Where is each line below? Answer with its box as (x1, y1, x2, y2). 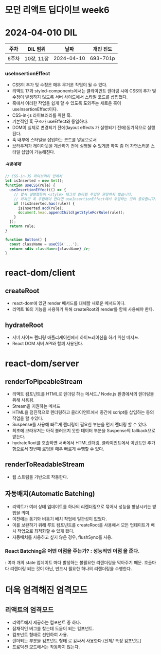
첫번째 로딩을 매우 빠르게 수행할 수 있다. (29, 446, 105, 452)
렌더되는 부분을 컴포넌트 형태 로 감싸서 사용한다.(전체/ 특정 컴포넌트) (12, 638, 142, 643)
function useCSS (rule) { (5, 183, 55, 188)
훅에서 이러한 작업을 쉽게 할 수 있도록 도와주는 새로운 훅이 (12, 100, 122, 106)
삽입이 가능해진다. (21, 149, 55, 155)
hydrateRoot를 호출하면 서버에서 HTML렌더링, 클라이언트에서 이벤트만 (12, 440, 146, 446)
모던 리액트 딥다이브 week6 (5, 4, 109, 16)
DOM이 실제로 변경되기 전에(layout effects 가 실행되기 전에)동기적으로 (12, 125, 146, 131)
